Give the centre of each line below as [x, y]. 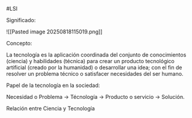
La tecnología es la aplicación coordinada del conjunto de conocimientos [96, 55]
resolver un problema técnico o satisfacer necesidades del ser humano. [95, 74]
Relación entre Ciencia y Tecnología [50, 108]
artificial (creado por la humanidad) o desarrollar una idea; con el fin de [94, 67]
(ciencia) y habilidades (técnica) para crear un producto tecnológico [91, 61]
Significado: [21, 20]
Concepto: [19, 43]
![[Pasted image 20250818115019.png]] [55, 32]
